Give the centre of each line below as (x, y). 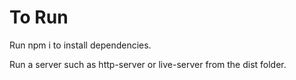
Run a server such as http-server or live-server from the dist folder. (148, 64)
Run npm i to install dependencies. (80, 45)
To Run (39, 17)
